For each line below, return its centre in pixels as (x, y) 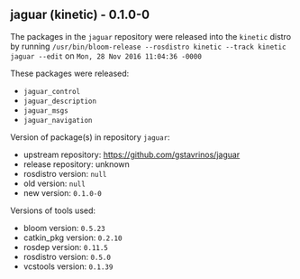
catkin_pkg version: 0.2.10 (73, 237)
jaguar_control (52, 91)
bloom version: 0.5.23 (64, 228)
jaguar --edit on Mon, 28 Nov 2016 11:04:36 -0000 (106, 56)
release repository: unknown (76, 164)
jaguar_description (60, 101)
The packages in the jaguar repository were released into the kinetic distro (151, 36)
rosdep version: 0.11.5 (66, 246)
